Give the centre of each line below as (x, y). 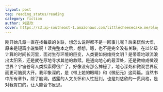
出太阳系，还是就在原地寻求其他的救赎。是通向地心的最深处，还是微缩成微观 (81, 60)
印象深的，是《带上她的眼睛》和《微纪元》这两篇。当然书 (100, 73)
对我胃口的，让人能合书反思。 (35, 85)
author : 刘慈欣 (19, 23)
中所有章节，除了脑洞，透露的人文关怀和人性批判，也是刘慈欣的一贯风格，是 (81, 79)
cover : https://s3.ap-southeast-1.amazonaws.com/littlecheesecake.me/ (78, 28)
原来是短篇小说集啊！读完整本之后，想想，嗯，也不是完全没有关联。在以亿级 (81, 48)
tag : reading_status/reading (34, 14)
